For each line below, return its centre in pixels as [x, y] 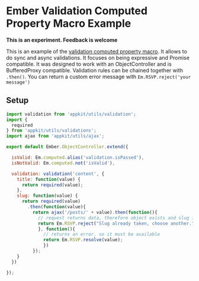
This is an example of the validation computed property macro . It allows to [97, 51]
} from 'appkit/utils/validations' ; [51, 131]
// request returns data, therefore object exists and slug [113, 218]
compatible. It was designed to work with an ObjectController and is [89, 64]
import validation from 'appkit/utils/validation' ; [71, 114]
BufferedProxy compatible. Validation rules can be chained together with [95, 70]
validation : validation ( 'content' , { [58, 174]
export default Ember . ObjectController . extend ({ [67, 147]
